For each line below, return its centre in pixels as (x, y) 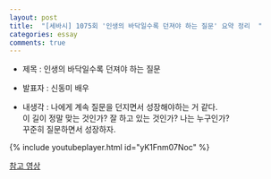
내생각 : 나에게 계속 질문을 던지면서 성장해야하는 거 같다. (120, 107)
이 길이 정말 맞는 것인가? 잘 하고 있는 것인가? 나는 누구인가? (126, 118)
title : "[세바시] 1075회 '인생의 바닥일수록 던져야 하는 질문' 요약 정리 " (136, 26)
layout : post (34, 17)
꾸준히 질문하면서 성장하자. (69, 130)
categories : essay (43, 34)
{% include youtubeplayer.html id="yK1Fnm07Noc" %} (110, 148)
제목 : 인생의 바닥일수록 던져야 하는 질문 (91, 69)
